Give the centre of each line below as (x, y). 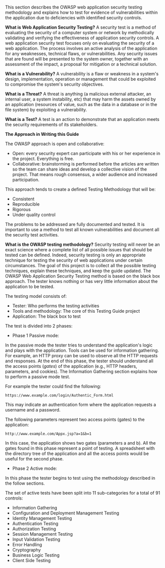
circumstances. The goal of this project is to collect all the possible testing (81, 265)
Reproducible (26, 204)
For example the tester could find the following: (53, 386)
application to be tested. (30, 286)
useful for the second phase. (34, 459)
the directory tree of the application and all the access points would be (77, 454)
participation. (26, 180)
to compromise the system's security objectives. (55, 84)
